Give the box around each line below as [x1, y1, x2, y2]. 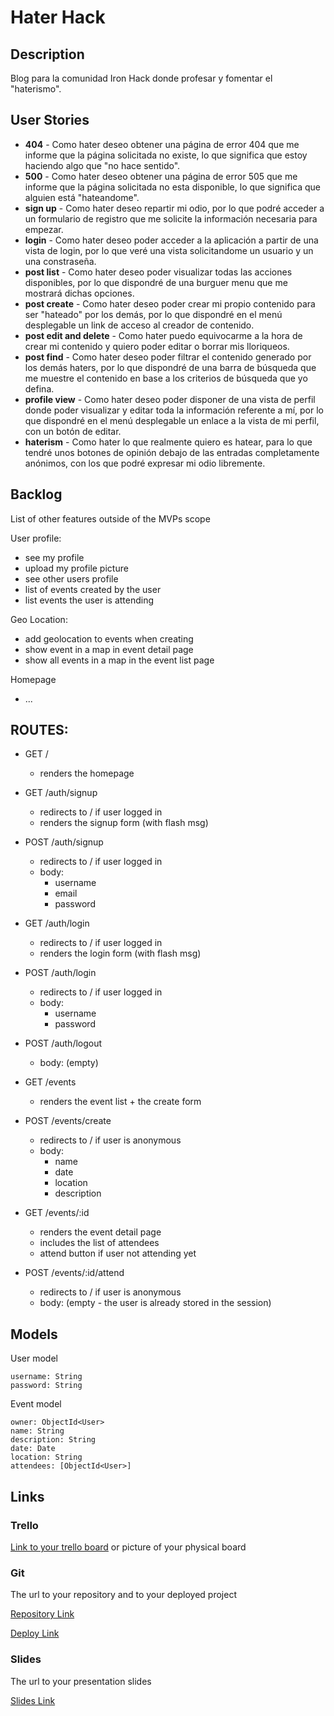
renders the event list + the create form [39, 1096, 202, 1108]
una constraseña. [24, 255, 97, 267]
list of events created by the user [24, 583, 162, 595]
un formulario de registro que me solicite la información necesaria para [24, 212, 318, 225]
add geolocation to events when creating [24, 632, 194, 645]
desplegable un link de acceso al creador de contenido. [24, 319, 255, 331]
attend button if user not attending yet [39, 1247, 197, 1260]
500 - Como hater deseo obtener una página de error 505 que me [24, 170, 298, 182]
